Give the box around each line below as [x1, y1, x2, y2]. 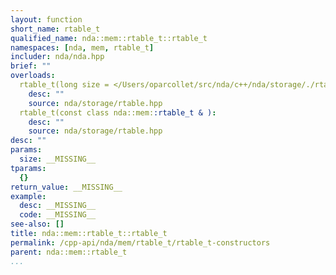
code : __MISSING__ [19, 210, 97, 220]
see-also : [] [10, 219, 65, 230]
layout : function [10, 14, 83, 25]
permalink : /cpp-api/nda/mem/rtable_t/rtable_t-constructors [10, 237, 271, 248]
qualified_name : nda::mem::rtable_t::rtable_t [10, 33, 208, 43]
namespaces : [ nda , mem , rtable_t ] [10, 42, 155, 53]
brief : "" [10, 61, 52, 71]
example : [10, 191, 47, 201]
